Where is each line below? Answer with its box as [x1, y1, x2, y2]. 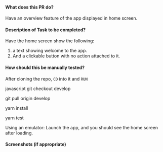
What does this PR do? [5, 4, 54, 10]
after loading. [5, 130, 33, 136]
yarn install [5, 105, 28, 111]
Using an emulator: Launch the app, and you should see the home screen [5, 124, 158, 130]
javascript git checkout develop [5, 86, 71, 92]
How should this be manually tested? [5, 64, 85, 70]
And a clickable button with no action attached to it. [12, 53, 120, 59]
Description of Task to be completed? [5, 27, 86, 33]
